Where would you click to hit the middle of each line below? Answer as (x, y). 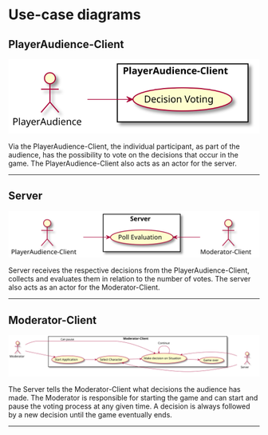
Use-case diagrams (75, 15)
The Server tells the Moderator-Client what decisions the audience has (124, 389)
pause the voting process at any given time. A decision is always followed (129, 406)
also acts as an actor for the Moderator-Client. (85, 287)
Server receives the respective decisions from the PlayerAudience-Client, (129, 270)
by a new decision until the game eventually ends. (91, 414)
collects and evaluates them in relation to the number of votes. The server (130, 279)
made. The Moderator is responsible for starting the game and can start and (133, 397)
